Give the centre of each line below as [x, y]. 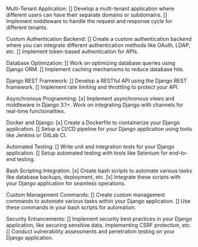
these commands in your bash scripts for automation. [71, 207]
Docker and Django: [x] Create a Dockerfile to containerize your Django [93, 123]
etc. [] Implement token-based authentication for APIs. [72, 52]
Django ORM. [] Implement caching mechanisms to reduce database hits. [95, 69]
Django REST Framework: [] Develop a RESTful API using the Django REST [97, 81]
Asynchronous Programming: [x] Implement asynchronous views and [90, 98]
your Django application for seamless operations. [66, 183]
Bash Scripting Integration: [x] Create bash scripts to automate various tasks [99, 171]
